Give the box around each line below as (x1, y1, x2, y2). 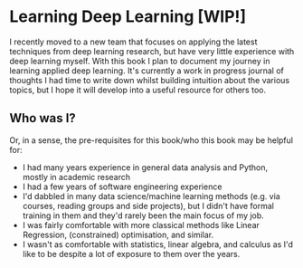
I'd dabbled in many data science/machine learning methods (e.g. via (22, 190, 280, 201)
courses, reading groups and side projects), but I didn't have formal (22, 200, 274, 211)
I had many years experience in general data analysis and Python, (22, 161, 269, 173)
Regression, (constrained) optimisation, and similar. (22, 229, 214, 240)
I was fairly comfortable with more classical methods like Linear (22, 219, 260, 230)
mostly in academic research (22, 171, 131, 182)
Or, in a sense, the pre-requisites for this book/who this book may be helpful (9, 134, 294, 146)
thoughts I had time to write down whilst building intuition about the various (9, 74, 290, 85)
